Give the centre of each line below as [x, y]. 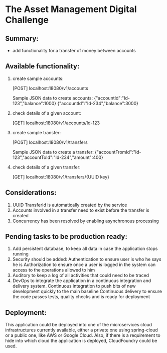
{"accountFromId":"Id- [118, 152]
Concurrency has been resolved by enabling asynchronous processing [86, 221]
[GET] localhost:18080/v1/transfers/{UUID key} [61, 176]
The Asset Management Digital [71, 9]
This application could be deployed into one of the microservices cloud [78, 325]
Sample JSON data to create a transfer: [53, 152]
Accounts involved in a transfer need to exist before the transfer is [81, 210]
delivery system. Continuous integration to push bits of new [74, 286]
